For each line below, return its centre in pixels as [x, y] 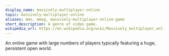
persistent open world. [28, 48]
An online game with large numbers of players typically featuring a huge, [80, 43]
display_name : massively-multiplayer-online [53, 10]
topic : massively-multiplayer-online [45, 15]
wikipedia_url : [21, 29]
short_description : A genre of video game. [52, 24]
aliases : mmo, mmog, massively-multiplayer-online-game [65, 19]
